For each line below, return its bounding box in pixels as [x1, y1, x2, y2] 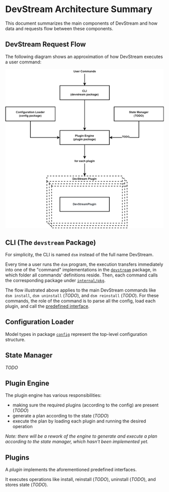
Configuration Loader [5, 318, 74, 326]
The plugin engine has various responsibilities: [5, 392, 102, 398]
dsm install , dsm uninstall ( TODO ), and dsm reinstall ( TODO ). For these [5, 293, 159, 299]
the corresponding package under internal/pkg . [5, 277, 106, 284]
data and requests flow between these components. [5, 25, 113, 31]
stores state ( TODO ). [5, 482, 48, 488]
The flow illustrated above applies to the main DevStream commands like [5, 287, 156, 293]
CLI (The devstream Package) [5, 238, 97, 247]
